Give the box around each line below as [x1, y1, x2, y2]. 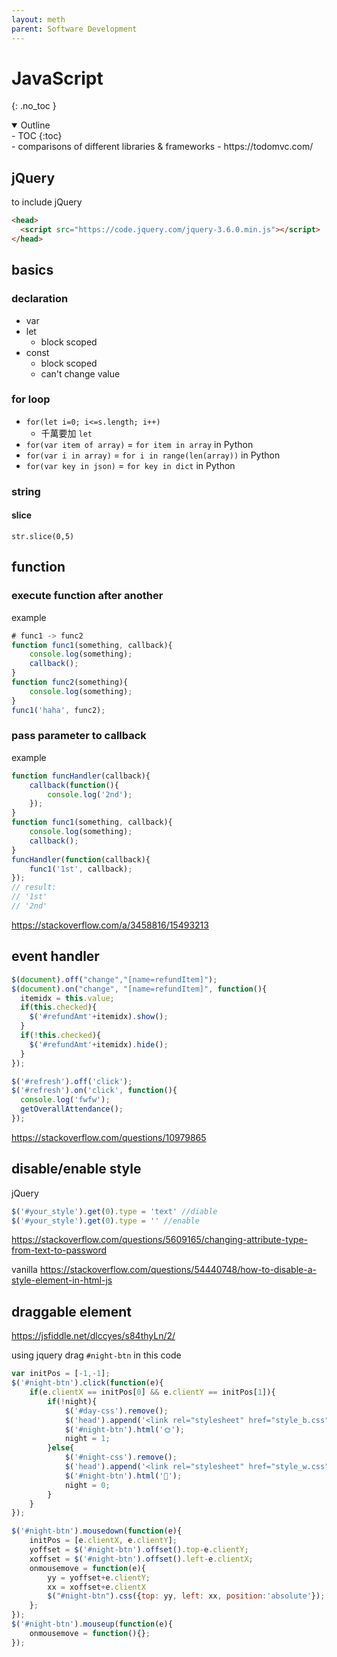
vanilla [11, 1264, 38, 1276]
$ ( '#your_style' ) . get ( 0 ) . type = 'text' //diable [11, 1206, 218, 1216]
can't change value [40, 367, 121, 380]
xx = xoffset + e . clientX [47, 1582, 146, 1592]
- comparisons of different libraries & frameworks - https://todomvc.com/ [11, 141, 314, 153]
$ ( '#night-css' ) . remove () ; [64, 1452, 178, 1463]
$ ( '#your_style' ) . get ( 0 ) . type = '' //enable [11, 1216, 200, 1226]
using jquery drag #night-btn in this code [11, 1349, 182, 1361]
